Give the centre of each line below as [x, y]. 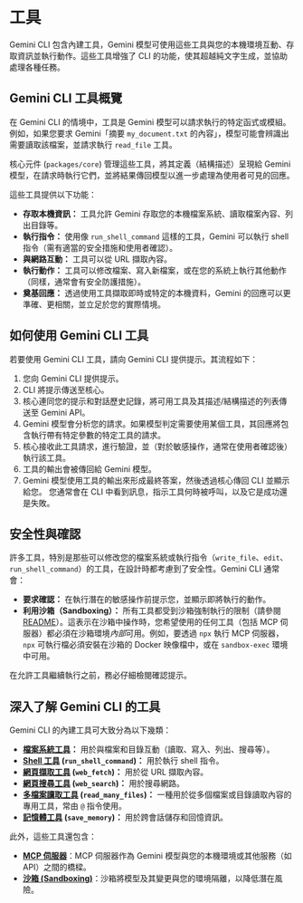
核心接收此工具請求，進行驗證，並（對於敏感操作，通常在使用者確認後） [157, 446]
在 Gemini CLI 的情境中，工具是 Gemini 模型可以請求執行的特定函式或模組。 [150, 121]
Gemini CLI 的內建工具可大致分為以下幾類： [90, 730]
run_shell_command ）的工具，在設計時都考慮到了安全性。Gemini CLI [136, 569]
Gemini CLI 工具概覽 [66, 98]
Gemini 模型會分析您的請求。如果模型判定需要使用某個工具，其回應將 [151, 423]
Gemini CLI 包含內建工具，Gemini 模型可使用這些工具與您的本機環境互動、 [148, 44]
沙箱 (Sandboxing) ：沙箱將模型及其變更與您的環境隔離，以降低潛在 [149, 879]
